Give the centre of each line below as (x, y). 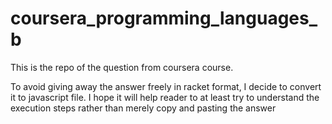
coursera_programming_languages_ (164, 18)
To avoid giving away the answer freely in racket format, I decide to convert (166, 86)
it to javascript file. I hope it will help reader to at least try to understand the (165, 97)
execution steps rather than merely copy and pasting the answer (143, 108)
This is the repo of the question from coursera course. (122, 67)
